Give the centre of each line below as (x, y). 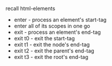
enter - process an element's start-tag (60, 20)
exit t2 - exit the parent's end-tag (54, 51)
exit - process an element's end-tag (57, 32)
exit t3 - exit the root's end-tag (51, 57)
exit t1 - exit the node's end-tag (52, 44)
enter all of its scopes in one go (52, 26)
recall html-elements (30, 8)
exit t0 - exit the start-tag (44, 38)
